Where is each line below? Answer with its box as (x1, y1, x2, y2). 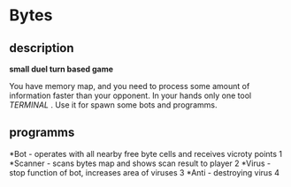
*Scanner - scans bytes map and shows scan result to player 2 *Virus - (9, 158, 272, 168)
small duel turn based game (9, 64, 113, 74)
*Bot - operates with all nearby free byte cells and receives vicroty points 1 (9, 148, 283, 159)
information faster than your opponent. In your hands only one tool (9, 90, 252, 101)
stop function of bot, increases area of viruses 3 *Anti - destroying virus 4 (9, 167, 280, 177)
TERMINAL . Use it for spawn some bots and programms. (9, 100, 218, 110)
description (9, 41, 74, 56)
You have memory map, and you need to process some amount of (9, 81, 250, 91)
